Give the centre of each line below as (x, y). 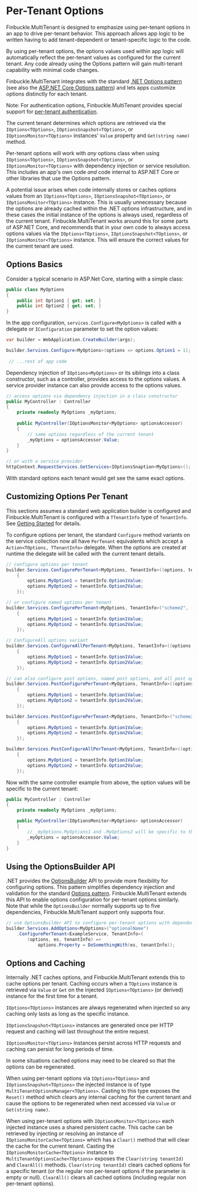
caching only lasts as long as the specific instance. (68, 1014)
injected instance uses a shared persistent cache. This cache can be (89, 1128)
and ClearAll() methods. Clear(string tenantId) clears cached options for (98, 1165)
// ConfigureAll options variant (47, 641)
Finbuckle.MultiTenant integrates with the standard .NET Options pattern (94, 81)
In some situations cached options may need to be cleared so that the (91, 1061)
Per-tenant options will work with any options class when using (83, 153)
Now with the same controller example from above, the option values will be (98, 782)
